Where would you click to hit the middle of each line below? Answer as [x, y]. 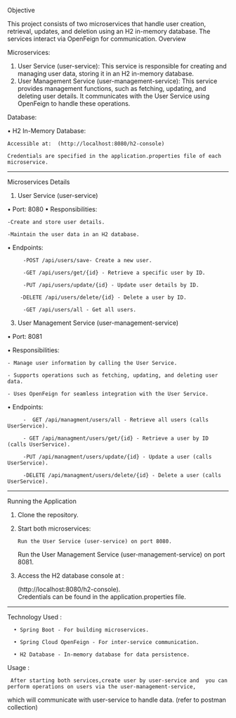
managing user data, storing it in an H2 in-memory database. [106, 74]
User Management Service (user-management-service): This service [117, 81]
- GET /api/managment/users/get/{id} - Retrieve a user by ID [116, 438]
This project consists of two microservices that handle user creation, [107, 24]
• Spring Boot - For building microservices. [81, 630]
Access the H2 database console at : [71, 576]
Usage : [19, 668]
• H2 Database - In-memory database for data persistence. [102, 655]
